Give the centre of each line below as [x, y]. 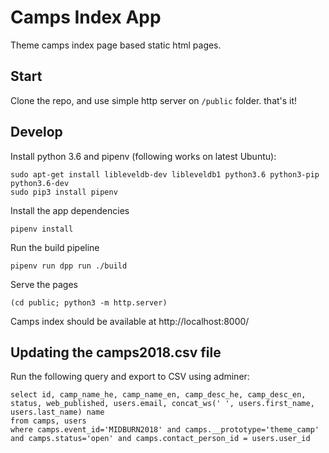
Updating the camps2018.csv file [116, 352]
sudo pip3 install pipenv [64, 192]
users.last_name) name [57, 412]
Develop [36, 132]
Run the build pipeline [55, 247]
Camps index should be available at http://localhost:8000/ [130, 321]
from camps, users [48, 421]
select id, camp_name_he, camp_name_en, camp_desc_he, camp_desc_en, [158, 395]
